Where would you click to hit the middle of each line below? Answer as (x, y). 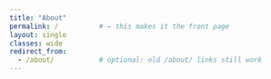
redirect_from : (38, 52)
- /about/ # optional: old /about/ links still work (140, 60)
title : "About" (38, 18)
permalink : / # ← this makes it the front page (120, 26)
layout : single (38, 35)
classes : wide (36, 43)
